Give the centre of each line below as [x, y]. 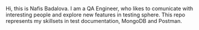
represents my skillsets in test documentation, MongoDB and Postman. [94, 21]
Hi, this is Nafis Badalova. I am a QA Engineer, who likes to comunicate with [99, 9]
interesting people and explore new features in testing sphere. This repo [96, 15]
